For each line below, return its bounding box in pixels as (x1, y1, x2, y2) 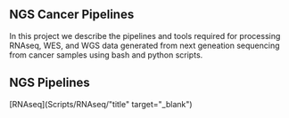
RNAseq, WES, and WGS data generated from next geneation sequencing (9, 40, 280, 51)
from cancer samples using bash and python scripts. (9, 49, 203, 60)
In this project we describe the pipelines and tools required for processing (9, 30, 281, 41)
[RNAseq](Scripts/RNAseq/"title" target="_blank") (9, 98, 194, 109)
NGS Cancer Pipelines (9, 7, 135, 22)
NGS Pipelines (9, 75, 91, 90)
